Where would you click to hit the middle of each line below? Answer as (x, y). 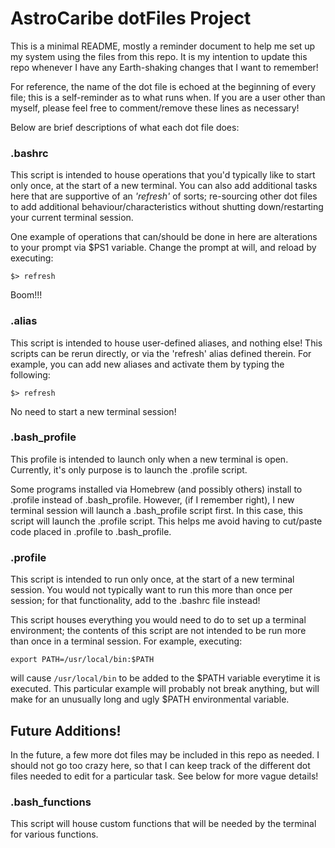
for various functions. (54, 834)
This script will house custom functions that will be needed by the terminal (163, 824)
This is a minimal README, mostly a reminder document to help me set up (163, 46)
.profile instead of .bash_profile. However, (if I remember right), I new (152, 499)
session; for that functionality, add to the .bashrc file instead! (135, 601)
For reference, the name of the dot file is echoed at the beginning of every (163, 86)
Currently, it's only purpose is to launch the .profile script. (129, 469)
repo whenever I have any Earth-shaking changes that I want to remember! (164, 67)
